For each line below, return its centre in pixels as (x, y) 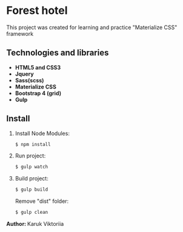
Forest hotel (37, 11)
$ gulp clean (32, 213)
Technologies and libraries (58, 53)
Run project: (30, 156)
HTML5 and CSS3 (38, 67)
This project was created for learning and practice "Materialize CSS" (92, 27)
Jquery (25, 74)
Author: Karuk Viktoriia (35, 224)
